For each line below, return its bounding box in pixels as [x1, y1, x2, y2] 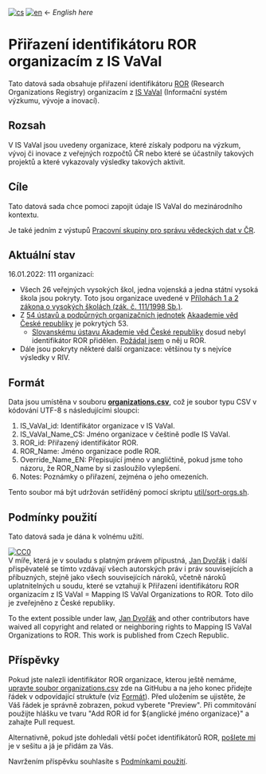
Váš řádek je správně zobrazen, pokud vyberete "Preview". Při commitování [8, 700, 256, 709]
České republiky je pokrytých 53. [19, 319, 129, 329]
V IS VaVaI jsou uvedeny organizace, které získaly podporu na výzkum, [8, 140, 241, 149]
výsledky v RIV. [19, 353, 70, 362]
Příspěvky [8, 654, 60, 667]
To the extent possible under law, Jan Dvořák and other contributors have [8, 614, 249, 622]
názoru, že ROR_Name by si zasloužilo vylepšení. [19, 464, 182, 473]
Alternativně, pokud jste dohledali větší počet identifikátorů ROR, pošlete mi [8, 733, 256, 742]
